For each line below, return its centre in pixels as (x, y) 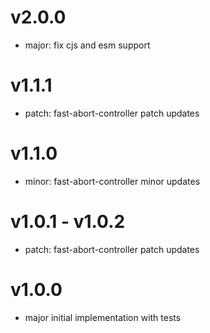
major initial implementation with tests (103, 317)
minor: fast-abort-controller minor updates (112, 181)
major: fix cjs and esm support (87, 45)
